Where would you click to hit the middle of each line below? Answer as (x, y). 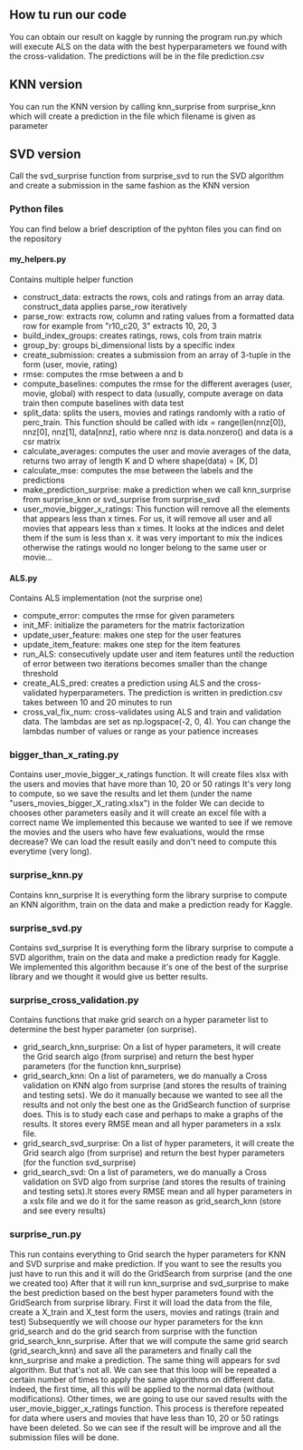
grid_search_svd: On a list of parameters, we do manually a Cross (144, 1173)
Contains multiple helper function (71, 279)
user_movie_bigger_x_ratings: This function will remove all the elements (156, 509)
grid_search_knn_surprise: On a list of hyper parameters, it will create (151, 1047)
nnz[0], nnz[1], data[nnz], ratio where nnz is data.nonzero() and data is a (158, 432)
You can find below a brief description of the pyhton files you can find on (146, 229)
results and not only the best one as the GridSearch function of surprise (156, 1105)
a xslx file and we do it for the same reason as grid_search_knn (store (152, 1202)
